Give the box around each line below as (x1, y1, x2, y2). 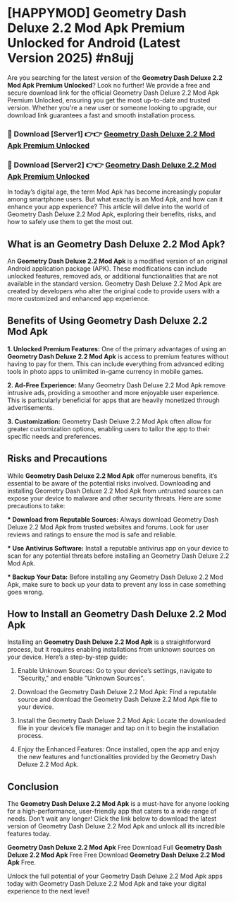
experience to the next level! (7, 887, 90, 896)
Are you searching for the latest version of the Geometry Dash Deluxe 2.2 (7, 73, 223, 82)
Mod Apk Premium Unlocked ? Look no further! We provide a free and (7, 81, 211, 89)
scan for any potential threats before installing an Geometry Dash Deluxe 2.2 (7, 551, 230, 560)
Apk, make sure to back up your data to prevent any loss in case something (7, 580, 226, 588)
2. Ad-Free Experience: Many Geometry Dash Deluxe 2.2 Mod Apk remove (7, 380, 226, 389)
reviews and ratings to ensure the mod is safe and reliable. (7, 530, 178, 539)
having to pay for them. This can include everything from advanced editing (7, 359, 224, 368)
